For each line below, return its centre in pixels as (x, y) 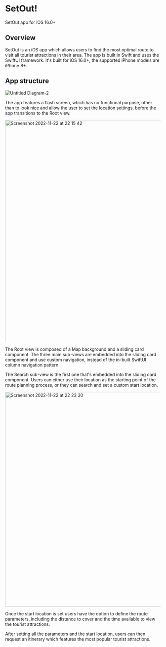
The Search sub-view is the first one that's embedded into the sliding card (81, 374)
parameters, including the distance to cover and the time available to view (80, 619)
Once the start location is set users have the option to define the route (77, 613)
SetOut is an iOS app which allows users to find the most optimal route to (80, 49)
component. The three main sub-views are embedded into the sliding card (81, 354)
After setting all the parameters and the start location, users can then (75, 634)
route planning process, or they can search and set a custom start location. (82, 385)
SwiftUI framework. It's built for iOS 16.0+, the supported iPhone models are (82, 60)
